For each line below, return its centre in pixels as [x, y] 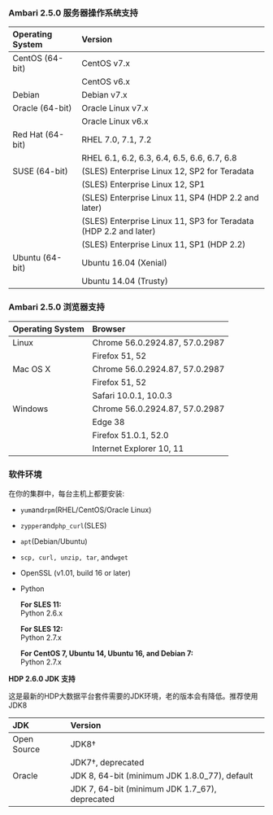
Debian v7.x [104, 95]
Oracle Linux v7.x [115, 108]
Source [26, 749]
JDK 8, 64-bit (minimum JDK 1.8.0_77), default [162, 775]
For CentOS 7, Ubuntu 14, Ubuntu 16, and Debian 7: [106, 653]
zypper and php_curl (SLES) [63, 525]
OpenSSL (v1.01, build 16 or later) [76, 572]
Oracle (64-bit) [42, 108]
